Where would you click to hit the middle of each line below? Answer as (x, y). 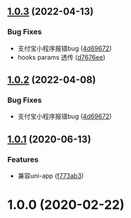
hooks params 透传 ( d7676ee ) (61, 57)
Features (23, 159)
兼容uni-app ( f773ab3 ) (51, 176)
